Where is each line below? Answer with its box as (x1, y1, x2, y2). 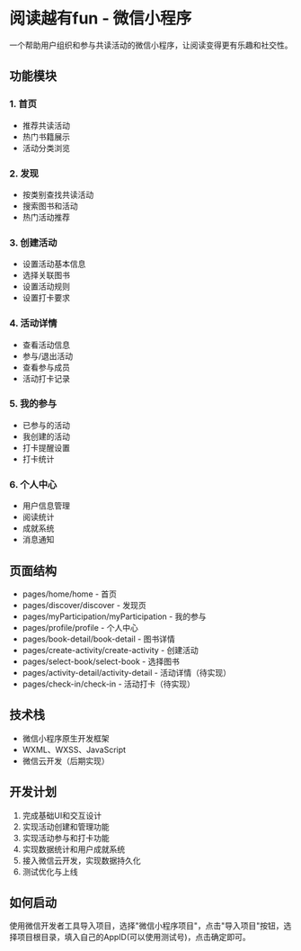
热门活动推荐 (22, 211, 70, 222)
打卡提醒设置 (22, 442, 70, 453)
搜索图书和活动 (22, 200, 78, 211)
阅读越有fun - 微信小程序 (9, 8, 192, 29)
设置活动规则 (22, 281, 70, 292)
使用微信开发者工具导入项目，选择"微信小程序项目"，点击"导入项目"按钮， (9, 920, 285, 931)
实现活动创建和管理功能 (22, 821, 110, 832)
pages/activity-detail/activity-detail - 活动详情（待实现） (22, 667, 232, 677)
